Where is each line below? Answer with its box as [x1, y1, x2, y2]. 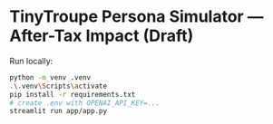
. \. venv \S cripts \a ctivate [9, 81, 107, 91]
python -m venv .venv [9, 72, 92, 82]
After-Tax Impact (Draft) [9, 25, 194, 46]
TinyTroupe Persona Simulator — [9, 6, 264, 27]
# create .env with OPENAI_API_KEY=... [9, 98, 161, 108]
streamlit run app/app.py [9, 107, 107, 116]
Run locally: [9, 55, 54, 66]
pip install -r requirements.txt [9, 90, 136, 99]
